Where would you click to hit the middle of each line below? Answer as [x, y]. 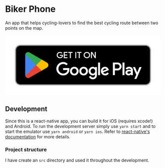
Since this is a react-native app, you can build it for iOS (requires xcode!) [79, 121]
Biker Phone [30, 9]
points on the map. [24, 28]
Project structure [26, 149]
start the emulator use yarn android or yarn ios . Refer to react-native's [78, 131]
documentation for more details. [38, 136]
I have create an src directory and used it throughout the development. [77, 160]
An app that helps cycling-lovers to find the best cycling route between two [82, 23]
